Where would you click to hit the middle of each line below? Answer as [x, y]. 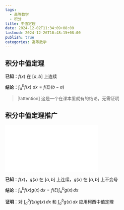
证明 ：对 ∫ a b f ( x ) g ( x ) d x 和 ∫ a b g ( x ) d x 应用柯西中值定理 [60, 202]
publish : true [20, 38]
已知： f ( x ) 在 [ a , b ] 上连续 [31, 76]
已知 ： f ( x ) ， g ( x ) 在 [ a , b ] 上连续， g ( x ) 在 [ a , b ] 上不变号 [62, 179]
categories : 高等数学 [26, 42]
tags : [11, 10]
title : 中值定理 [20, 24]
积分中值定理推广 [31, 115]
